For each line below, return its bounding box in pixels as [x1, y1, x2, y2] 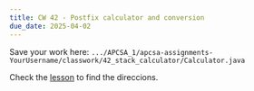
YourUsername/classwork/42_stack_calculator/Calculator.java [9, 56, 246, 65]
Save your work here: [9, 46, 90, 57]
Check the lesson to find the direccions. [9, 71, 159, 82]
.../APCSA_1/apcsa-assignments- [91, 48, 213, 57]
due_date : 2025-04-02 [9, 22, 92, 31]
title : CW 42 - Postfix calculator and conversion [9, 13, 205, 23]
